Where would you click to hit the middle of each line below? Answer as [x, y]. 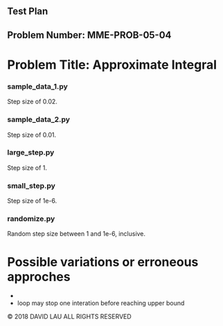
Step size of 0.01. [32, 135]
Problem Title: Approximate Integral [112, 65]
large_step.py [31, 153]
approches [39, 276]
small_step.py [31, 185]
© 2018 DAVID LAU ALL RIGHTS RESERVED [69, 317]
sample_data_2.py [39, 119]
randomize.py [31, 219]
